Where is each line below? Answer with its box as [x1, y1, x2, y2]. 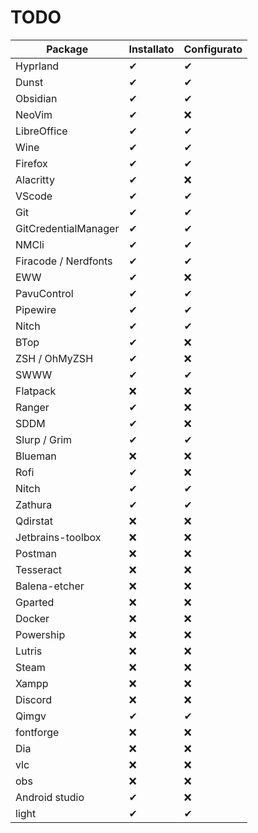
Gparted [15, 595, 55, 609]
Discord [15, 692, 53, 706]
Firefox [15, 156, 48, 170]
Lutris [15, 644, 43, 658]
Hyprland [15, 59, 60, 73]
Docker [15, 611, 50, 625]
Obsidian [15, 91, 58, 105]
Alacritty [15, 172, 55, 186]
